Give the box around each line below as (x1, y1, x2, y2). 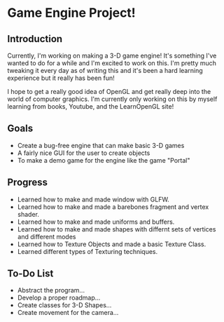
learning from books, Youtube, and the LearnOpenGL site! (7, 102, 174, 110)
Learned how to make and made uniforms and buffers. (17, 217, 175, 226)
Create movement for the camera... (17, 309, 119, 317)
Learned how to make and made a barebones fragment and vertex (17, 202, 209, 211)
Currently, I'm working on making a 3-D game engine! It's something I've (7, 51, 217, 60)
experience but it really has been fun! (7, 74, 115, 82)
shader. (17, 210, 40, 218)
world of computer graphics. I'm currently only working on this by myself (7, 95, 218, 103)
